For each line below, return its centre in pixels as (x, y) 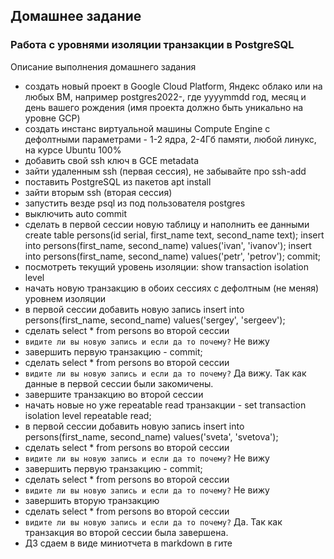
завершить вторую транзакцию (92, 500)
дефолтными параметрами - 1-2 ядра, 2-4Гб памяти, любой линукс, (170, 139)
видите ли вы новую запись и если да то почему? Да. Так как (153, 521)
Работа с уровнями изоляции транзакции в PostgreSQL (152, 45)
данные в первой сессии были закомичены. (119, 383)
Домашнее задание (76, 16)
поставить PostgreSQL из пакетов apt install (118, 181)
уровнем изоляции (65, 298)
